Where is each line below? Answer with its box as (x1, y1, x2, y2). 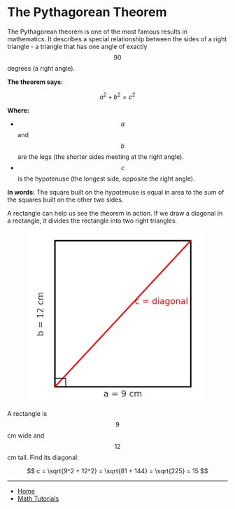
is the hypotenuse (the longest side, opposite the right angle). (17, 174, 195, 183)
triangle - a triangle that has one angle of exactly (7, 42, 148, 50)
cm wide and (7, 431, 45, 440)
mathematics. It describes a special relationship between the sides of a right (7, 34, 227, 43)
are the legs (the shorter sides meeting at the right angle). (17, 152, 184, 161)
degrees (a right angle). (7, 64, 76, 72)
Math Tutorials (17, 494, 59, 503)
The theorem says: (7, 78, 63, 86)
